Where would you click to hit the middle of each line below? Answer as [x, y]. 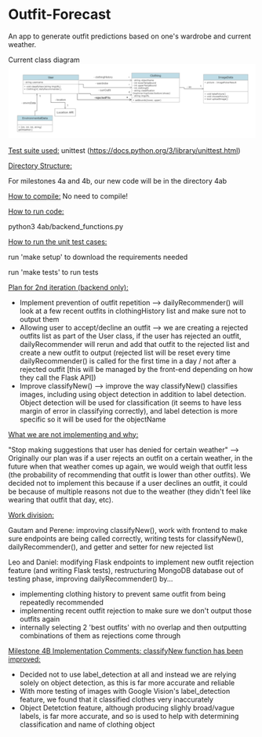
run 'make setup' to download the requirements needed [98, 257]
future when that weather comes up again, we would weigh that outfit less [128, 466]
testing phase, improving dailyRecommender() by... [91, 578]
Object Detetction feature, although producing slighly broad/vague [127, 707]
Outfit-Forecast [60, 15]
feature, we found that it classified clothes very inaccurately [116, 699]
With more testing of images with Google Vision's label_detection [125, 691]
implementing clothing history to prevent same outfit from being [122, 593]
